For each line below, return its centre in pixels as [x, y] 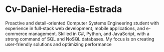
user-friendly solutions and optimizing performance [58, 44]
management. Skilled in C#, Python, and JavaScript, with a [89, 33]
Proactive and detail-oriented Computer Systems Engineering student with [82, 23]
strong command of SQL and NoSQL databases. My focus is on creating [80, 39]
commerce [16, 33]
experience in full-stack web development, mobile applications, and [75, 28]
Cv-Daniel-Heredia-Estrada [64, 9]
